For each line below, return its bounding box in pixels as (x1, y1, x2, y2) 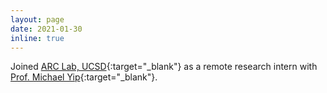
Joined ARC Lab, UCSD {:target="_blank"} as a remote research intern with (10, 61, 318, 73)
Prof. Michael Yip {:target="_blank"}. (10, 71, 158, 83)
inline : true (10, 33, 65, 43)
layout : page (10, 14, 65, 25)
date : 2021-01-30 (10, 24, 83, 34)
